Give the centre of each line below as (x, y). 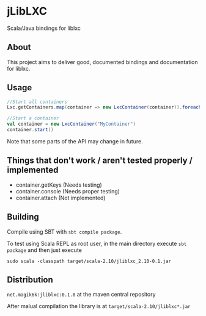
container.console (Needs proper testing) (68, 191)
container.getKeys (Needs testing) (59, 185)
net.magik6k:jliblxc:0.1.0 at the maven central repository (81, 295)
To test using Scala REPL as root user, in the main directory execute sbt (97, 243)
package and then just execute (44, 250)
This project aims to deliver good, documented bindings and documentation (102, 62)
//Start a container (33, 118)
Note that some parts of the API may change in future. (75, 141)
